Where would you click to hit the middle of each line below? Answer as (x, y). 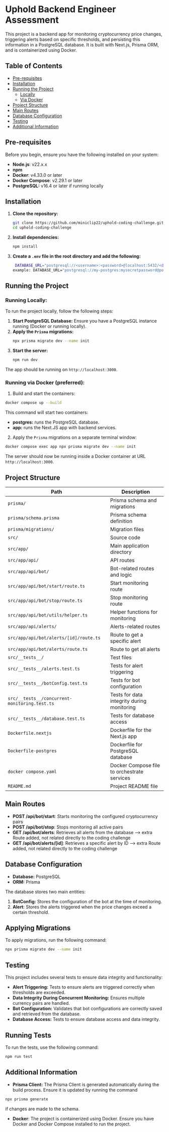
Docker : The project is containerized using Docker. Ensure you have (83, 1118)
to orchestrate (127, 772)
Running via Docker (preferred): (45, 383)
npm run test (19, 1056)
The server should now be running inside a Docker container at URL (75, 456)
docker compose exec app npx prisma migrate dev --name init (71, 447)
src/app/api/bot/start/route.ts (47, 586)
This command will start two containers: (47, 413)
